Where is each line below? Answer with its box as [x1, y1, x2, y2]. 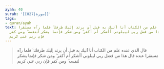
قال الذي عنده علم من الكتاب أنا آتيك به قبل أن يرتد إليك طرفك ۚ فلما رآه [17, 47, 147, 53]
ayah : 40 [5, 7, 23, 12]
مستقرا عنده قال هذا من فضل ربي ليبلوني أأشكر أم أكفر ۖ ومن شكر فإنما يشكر [17, 53, 159, 58]
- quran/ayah [5, 20, 32, 26]
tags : [5, 16, 16, 21]
